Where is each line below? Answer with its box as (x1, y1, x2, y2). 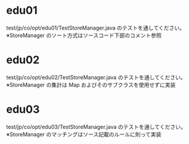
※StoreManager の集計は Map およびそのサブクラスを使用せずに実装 (6, 81, 176, 88)
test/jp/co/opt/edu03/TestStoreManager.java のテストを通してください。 (6, 123, 186, 130)
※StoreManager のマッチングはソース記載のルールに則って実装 (6, 130, 162, 138)
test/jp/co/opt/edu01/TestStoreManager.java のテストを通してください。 (6, 24, 185, 31)
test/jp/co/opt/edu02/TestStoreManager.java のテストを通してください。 (6, 73, 186, 81)
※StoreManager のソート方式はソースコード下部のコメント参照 (6, 31, 162, 39)
